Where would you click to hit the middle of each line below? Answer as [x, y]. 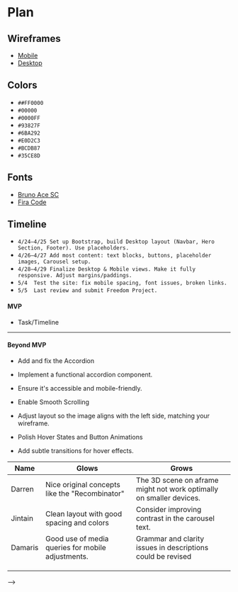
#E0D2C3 [29, 140]
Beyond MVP [27, 345]
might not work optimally [177, 488]
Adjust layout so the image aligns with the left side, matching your [114, 415]
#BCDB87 [29, 148]
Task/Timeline [38, 322]
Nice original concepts [83, 484]
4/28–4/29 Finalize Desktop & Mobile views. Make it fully [107, 269]
